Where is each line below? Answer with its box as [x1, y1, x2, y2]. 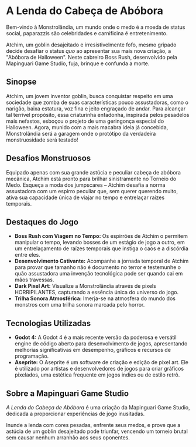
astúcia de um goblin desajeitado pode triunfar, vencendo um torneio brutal [6, 428, 188, 435]
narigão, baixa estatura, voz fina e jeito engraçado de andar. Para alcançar [6, 105, 186, 112]
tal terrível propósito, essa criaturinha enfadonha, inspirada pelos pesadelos [6, 111, 190, 118]
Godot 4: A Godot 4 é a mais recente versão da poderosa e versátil [14, 334, 177, 341]
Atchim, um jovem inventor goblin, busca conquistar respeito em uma [6, 92, 174, 99]
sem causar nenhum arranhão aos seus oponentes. [6, 434, 130, 441]
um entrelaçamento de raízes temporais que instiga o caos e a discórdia [14, 245, 189, 252]
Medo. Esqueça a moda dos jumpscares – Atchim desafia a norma [6, 181, 166, 189]
